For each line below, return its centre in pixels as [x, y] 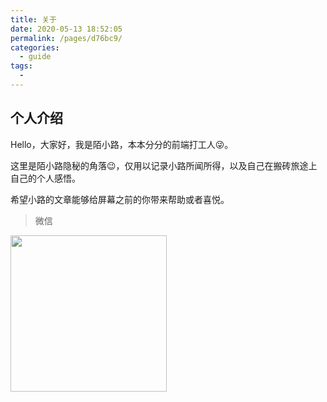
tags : [21, 66]
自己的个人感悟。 [45, 178]
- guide [35, 57]
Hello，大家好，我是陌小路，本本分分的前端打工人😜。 [122, 144]
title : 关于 [33, 19]
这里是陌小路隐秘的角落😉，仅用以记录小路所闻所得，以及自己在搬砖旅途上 [164, 165]
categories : [35, 47]
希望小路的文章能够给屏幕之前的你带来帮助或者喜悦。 [120, 199]
